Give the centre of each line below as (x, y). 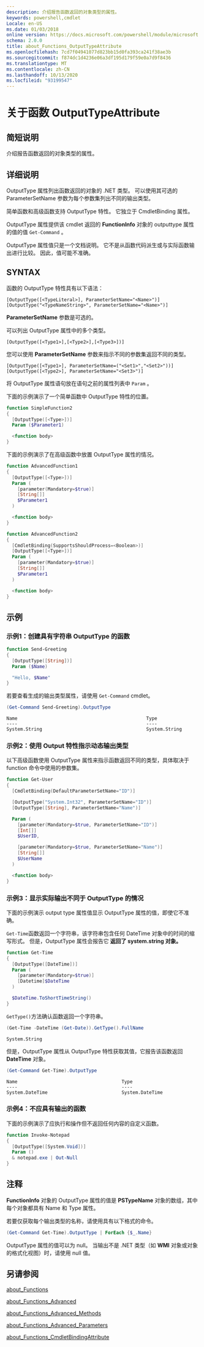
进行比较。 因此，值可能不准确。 (52, 253)
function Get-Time (30, 952)
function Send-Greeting (37, 650)
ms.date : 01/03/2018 (33, 29)
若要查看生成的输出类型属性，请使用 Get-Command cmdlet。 (80, 696)
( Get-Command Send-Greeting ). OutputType (59, 707)
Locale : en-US (25, 23)
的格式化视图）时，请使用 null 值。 (50, 1253)
